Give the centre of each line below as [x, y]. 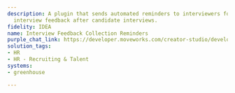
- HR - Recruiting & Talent [48, 59]
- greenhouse [26, 72]
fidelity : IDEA [29, 27]
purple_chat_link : [34, 40]
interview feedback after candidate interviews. [86, 20]
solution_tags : [29, 46]
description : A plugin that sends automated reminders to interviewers [114, 14]
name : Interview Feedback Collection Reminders [78, 33]
